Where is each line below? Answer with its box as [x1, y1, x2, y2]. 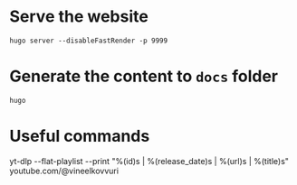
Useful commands [9, 126, 150, 146]
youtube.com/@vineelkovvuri [9, 165, 120, 176]
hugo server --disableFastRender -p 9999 [9, 36, 168, 45]
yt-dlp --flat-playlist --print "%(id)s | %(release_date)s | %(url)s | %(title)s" [9, 155, 290, 166]
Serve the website [9, 6, 149, 27]
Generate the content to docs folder [9, 66, 279, 87]
